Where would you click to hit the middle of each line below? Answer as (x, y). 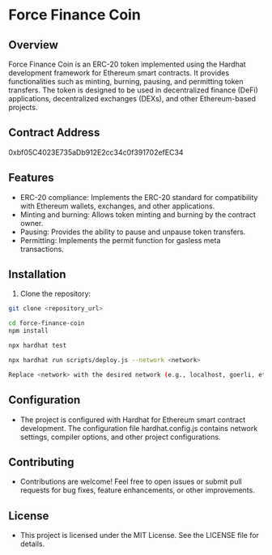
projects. (23, 107)
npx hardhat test (38, 346)
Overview (34, 45)
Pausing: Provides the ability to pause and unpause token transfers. (133, 232)
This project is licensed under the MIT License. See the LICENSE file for (139, 536)
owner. (32, 223)
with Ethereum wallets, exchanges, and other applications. (117, 206)
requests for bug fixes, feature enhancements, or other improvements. (137, 490)
